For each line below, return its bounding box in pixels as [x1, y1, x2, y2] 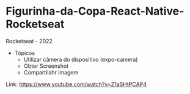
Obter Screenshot [23, 62, 68, 70]
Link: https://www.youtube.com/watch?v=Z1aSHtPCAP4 [5, 81, 147, 88]
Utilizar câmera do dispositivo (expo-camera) [23, 56, 138, 63]
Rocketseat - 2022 [5, 37, 53, 45]
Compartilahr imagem [23, 68, 79, 76]
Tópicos [14, 49, 35, 56]
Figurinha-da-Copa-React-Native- [5, 4, 185, 18]
